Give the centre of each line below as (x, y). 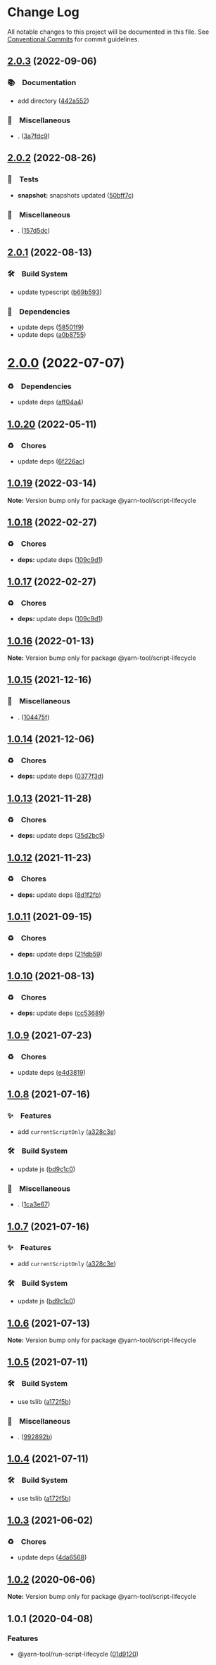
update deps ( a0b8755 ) (52, 334)
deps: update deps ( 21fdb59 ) (60, 954)
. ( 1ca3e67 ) (34, 1204)
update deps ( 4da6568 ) (52, 1557)
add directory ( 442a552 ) (53, 101)
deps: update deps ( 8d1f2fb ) (59, 895)
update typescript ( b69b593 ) (59, 292)
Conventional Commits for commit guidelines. (73, 39)
